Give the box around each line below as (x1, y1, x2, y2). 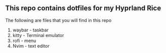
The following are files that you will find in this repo (5, 17, 112, 23)
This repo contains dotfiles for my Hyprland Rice (5, 4, 161, 12)
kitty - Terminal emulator (12, 32, 64, 38)
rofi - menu (12, 37, 36, 43)
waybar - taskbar (12, 27, 49, 33)
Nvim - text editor (12, 42, 50, 49)
